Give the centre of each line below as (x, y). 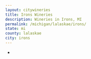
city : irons (18, 38)
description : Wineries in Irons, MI (43, 19)
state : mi (16, 29)
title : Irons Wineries (29, 15)
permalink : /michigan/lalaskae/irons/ (46, 24)
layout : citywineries (28, 10)
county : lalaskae (23, 33)
